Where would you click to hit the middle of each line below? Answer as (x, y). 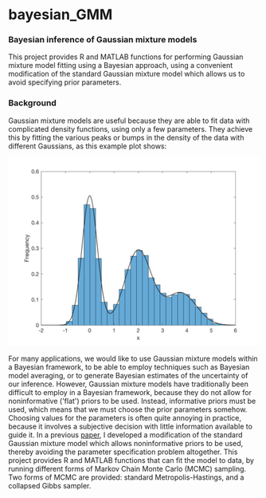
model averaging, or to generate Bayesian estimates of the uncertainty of (128, 375)
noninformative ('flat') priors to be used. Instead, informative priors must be (132, 401)
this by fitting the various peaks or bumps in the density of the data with (126, 137)
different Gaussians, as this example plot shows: (88, 146)
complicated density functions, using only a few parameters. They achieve (131, 128)
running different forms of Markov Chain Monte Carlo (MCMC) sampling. (127, 468)
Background (33, 103)
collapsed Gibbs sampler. (50, 485)
